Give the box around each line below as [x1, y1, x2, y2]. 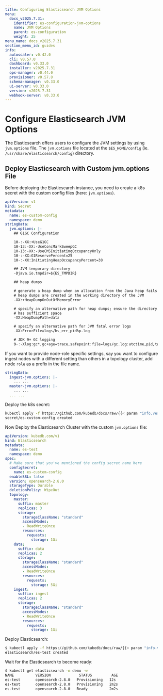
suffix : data [17, 546, 45, 551]
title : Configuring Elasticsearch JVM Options [5, 7, 101, 12]
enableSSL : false [9, 474, 45, 479]
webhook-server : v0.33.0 [9, 93, 60, 97]
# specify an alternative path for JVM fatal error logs [14, 324, 131, 329]
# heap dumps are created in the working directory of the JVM [14, 293, 145, 298]
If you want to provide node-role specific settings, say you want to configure [5, 350, 158, 356]
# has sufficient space [14, 311, 62, 316]
